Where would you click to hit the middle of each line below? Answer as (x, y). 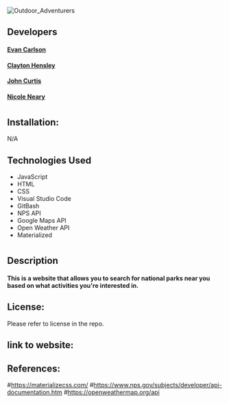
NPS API (29, 213)
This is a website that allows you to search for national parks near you (109, 278)
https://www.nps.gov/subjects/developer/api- (158, 384)
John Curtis (24, 81)
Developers (32, 32)
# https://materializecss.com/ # (50, 384)
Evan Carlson (27, 49)
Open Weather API (43, 228)
